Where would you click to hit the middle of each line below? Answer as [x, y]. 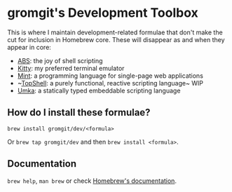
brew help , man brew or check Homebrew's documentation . [92, 181]
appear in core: [29, 47]
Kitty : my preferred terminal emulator [71, 68]
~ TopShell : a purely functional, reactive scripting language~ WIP [110, 83]
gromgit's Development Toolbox [103, 13]
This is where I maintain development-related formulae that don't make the [115, 32]
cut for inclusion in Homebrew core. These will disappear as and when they [116, 39]
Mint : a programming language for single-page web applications [110, 76]
